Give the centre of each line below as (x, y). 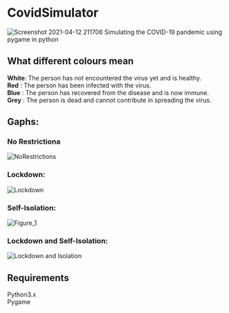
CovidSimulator (53, 13)
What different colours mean (71, 61)
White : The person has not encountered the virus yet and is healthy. (104, 78)
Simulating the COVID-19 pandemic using (163, 32)
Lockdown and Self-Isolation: (58, 241)
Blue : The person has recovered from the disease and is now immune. (108, 92)
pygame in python (33, 39)
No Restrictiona (34, 142)
